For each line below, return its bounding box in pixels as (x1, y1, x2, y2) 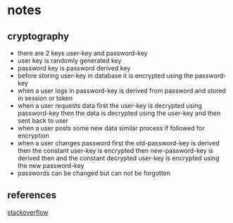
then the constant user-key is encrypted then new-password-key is (17, 147, 213, 155)
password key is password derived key (17, 64, 131, 72)
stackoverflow (7, 207, 49, 217)
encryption (17, 131, 49, 140)
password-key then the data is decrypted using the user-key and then (17, 109, 221, 117)
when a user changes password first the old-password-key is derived (17, 139, 220, 147)
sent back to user (17, 116, 69, 125)
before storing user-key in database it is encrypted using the (17, 71, 194, 80)
